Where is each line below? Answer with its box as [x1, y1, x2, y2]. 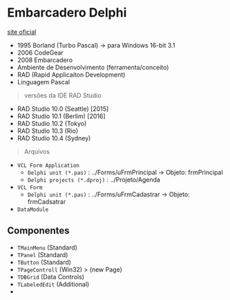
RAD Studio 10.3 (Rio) [17, 126, 79, 135]
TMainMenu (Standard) [17, 243, 78, 252]
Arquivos [23, 147, 50, 156]
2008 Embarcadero [17, 55, 73, 64]
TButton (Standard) [17, 258, 71, 266]
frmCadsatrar [27, 197, 66, 205]
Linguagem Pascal [17, 77, 70, 86]
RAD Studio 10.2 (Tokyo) [17, 119, 87, 127]
